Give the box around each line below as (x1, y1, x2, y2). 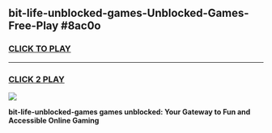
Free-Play (8, 19, 59, 33)
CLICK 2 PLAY (8, 73, 65, 85)
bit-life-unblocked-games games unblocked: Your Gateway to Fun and (8, 106, 251, 116)
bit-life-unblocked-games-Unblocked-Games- (8, 6, 249, 20)
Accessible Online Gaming (8, 115, 100, 125)
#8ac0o (60, 19, 101, 33)
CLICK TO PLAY (8, 44, 71, 55)
